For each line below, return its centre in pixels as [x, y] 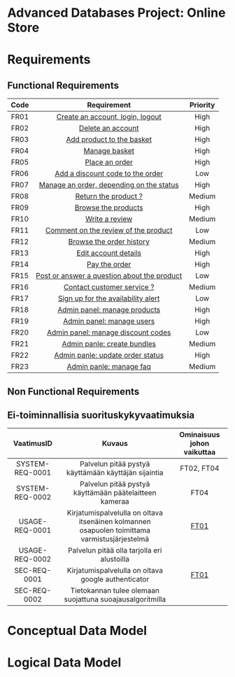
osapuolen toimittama [115, 530]
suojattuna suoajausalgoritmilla [115, 599]
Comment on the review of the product [109, 231]
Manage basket [109, 151]
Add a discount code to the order [109, 174]
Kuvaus [115, 444]
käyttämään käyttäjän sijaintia [115, 473]
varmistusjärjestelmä [115, 539]
